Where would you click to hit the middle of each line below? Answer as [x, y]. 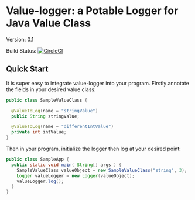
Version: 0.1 [20, 39]
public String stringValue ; [46, 116]
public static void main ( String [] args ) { [66, 165]
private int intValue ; [39, 132]
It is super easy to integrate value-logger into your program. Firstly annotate [97, 83]
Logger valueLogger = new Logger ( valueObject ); [76, 176]
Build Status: [21, 50]
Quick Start [27, 69]
